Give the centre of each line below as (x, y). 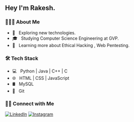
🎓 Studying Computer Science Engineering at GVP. (65, 38)
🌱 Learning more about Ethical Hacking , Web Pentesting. (71, 45)
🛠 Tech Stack (22, 58)
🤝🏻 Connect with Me (30, 103)
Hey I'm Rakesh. (30, 8)
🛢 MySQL (23, 84)
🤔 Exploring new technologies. (44, 33)
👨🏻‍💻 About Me (22, 22)
